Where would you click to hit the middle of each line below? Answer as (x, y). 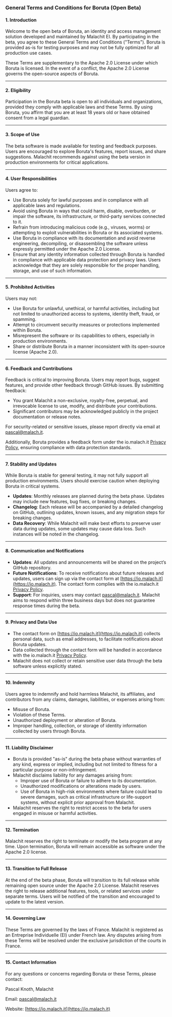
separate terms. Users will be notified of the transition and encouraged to (83, 896)
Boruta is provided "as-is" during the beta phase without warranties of (87, 759)
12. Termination (22, 830)
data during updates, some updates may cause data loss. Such (79, 529)
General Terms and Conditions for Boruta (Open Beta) (73, 8)
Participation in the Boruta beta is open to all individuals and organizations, (84, 102)
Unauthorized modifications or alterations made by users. (81, 786)
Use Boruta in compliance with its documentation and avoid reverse (84, 238)
